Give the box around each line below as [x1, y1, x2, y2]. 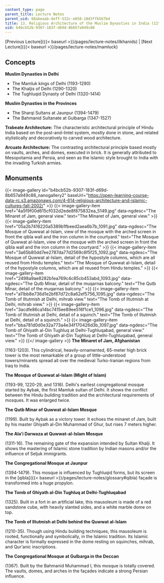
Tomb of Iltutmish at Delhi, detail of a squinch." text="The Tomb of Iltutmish [5, 311, 157, 318]
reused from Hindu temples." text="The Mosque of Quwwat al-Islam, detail [5, 259, 156, 265]
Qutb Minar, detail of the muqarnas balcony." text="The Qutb [34, 281, 156, 286]
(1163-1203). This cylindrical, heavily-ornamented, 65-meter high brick [5, 347, 147, 353]
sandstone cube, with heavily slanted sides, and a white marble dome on [5, 504, 151, 510]
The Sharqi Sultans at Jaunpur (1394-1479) [12, 109, 99, 115]
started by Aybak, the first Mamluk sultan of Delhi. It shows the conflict [5, 387, 148, 392]
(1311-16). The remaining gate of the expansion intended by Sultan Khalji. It [5, 440, 155, 446]
